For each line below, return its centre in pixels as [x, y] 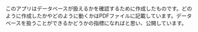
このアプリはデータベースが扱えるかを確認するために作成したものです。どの [99, 8]
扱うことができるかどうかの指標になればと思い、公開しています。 [106, 23]
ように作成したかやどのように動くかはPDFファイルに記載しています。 [91, 16]
